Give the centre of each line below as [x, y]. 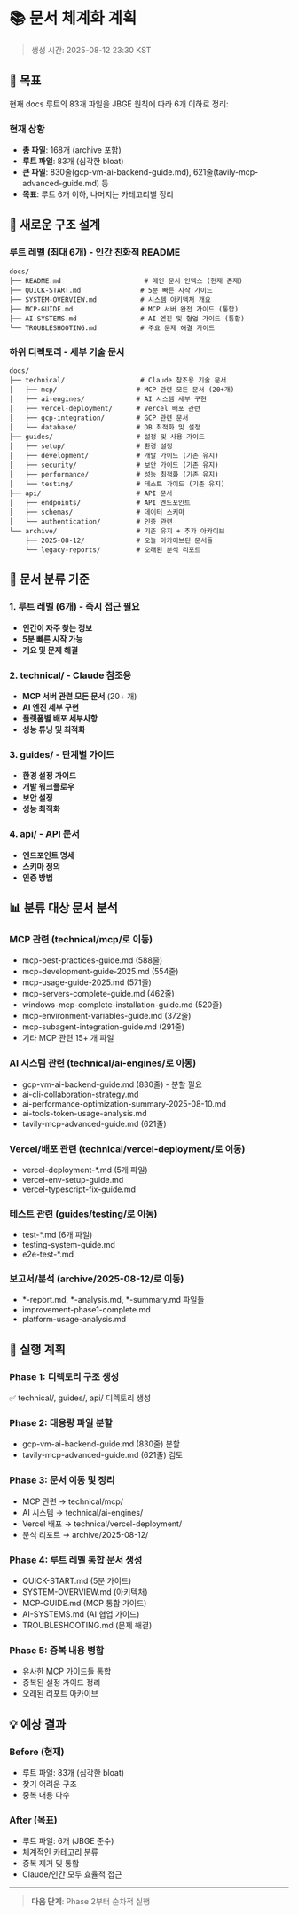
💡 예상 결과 [38, 1724]
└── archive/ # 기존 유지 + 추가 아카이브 [117, 532]
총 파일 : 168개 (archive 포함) [71, 150]
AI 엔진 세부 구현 [51, 707]
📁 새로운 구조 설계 [55, 225]
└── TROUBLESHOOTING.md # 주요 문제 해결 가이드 [112, 328]
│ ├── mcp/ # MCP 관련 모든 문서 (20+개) [122, 390]
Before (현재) [37, 1752]
